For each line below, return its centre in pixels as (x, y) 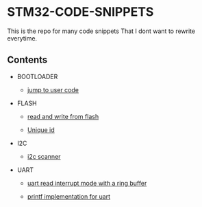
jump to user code (53, 89)
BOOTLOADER (37, 76)
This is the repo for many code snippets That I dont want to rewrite (101, 31)
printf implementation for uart (69, 196)
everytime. (22, 38)
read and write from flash (63, 116)
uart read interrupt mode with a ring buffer (87, 183)
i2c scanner (44, 156)
